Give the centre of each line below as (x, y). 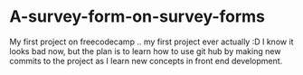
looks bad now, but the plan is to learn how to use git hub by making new (145, 51)
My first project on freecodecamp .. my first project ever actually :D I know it (151, 42)
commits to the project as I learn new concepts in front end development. (146, 61)
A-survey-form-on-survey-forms (137, 17)
